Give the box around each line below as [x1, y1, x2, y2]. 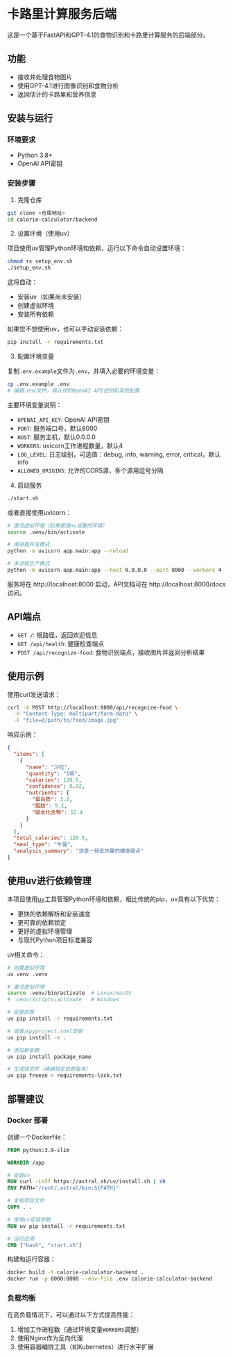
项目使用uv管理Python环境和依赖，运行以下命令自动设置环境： [7, 244, 187, 252]
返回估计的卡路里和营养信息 [17, 90, 97, 98]
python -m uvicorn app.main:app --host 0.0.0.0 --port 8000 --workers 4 [7, 567, 222, 574]
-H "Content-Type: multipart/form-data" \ [13, 710, 138, 718]
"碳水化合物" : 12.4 [32, 809, 83, 816]
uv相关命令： [7, 950, 45, 959]
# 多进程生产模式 [7, 560, 50, 567]
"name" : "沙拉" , [25, 764, 71, 771]
